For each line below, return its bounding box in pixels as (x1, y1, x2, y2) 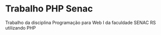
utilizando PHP (5, 24, 36, 30)
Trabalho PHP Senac (5, 3, 93, 14)
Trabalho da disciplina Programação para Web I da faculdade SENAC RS (5, 19, 156, 25)
